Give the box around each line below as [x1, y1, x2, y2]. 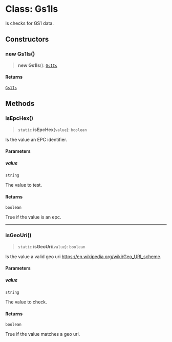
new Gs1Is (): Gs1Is [17, 62, 58, 68]
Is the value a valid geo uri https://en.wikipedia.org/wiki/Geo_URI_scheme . [5, 253, 162, 260]
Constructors [5, 35, 49, 44]
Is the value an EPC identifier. [5, 136, 68, 142]
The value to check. [5, 299, 47, 305]
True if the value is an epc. [5, 214, 61, 220]
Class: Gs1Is [5, 3, 58, 15]
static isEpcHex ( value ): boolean [17, 127, 87, 133]
